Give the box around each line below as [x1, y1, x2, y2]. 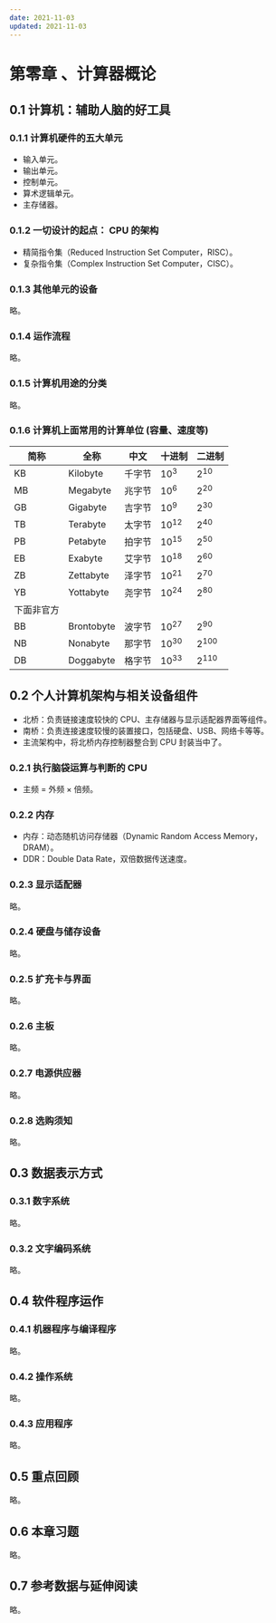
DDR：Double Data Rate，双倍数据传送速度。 [22, 854, 192, 865]
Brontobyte [68, 620, 116, 633]
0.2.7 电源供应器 [9, 1067, 81, 1079]
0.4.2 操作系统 [9, 1370, 73, 1383]
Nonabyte [68, 636, 110, 649]
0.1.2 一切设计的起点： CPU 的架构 [9, 224, 159, 237]
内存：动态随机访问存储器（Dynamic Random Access [22, 831, 222, 842]
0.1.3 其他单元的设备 [9, 283, 98, 295]
